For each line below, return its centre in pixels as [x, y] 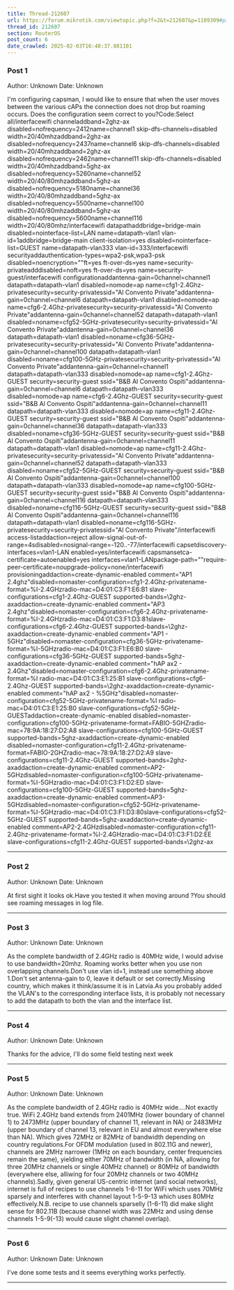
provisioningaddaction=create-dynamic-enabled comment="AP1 [100, 574]
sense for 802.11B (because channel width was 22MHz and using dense [110, 1211]
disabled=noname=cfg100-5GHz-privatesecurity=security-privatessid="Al [114, 359]
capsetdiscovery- [202, 545]
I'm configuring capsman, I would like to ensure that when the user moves [113, 99]
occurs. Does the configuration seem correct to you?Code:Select [101, 114]
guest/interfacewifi [34, 277]
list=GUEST [24, 248]
